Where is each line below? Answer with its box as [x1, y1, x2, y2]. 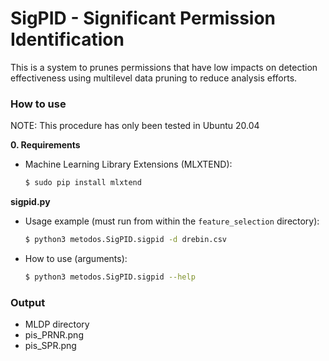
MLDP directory [24, 318, 90, 331]
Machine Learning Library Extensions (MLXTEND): [24, 158, 233, 171]
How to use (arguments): [24, 252, 128, 264]
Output [10, 295, 46, 309]
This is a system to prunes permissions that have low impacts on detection [10, 61, 318, 73]
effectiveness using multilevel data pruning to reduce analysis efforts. [10, 72, 298, 84]
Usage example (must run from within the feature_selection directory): [24, 215, 320, 227]
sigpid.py [10, 196, 51, 208]
